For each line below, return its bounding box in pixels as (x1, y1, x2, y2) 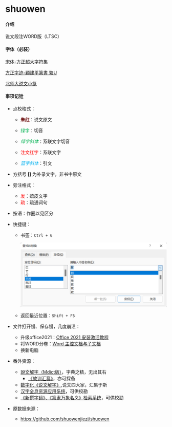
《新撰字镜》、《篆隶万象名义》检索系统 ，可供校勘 (20, 394, 124, 401)
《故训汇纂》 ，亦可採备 (28, 375, 76, 381)
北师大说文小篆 (5, 80, 37, 86)
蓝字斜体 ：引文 (20, 160, 52, 166)
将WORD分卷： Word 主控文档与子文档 (20, 340, 101, 347)
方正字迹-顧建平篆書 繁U (5, 69, 57, 76)
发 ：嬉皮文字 (20, 193, 48, 199)
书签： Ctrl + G (20, 232, 53, 238)
